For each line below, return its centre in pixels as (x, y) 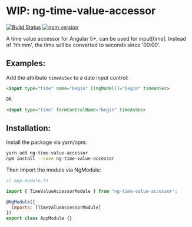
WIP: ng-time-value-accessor (81, 11)
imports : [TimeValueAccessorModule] (56, 208)
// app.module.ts (27, 180)
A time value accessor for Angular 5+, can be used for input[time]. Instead (96, 38)
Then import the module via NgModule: (54, 170)
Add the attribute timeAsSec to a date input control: (67, 77)
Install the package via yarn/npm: (47, 142)
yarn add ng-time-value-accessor (47, 153)
